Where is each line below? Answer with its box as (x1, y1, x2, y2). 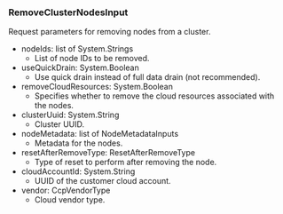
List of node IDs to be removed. (34, 53, 150, 64)
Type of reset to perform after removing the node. (34, 157, 217, 168)
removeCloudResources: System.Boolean (20, 82, 174, 92)
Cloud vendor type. (34, 194, 106, 205)
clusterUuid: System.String (20, 109, 120, 121)
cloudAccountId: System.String (20, 166, 136, 177)
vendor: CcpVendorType (20, 185, 111, 196)
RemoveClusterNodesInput (8, 6, 129, 19)
